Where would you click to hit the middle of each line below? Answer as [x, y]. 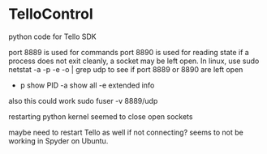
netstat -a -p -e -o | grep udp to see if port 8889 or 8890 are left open [126, 69]
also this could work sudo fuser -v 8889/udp [83, 101]
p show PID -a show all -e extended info [87, 85]
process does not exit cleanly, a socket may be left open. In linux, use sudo [134, 61]
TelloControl [51, 14]
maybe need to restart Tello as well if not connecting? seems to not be [126, 132]
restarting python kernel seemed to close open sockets [101, 116]
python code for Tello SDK [52, 36]
